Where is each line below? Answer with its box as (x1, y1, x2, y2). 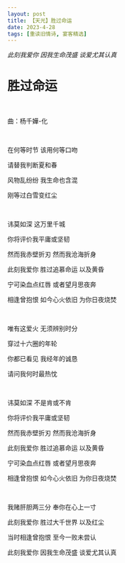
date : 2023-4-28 (7, 23, 55, 31)
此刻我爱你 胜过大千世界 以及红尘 (7, 518, 104, 527)
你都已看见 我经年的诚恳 (7, 355, 78, 363)
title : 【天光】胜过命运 (7, 17, 72, 24)
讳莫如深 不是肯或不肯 (7, 399, 72, 407)
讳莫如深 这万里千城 (7, 220, 65, 228)
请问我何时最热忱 (7, 370, 58, 378)
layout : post (7, 10, 46, 18)
